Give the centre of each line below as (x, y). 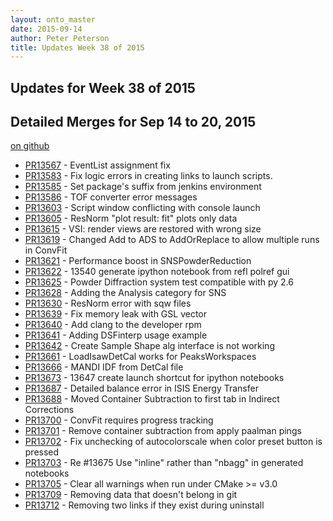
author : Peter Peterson (60, 38)
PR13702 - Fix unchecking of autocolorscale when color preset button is (173, 442)
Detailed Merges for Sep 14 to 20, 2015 (133, 122)
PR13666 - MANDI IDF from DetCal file (104, 367)
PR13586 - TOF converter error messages (111, 197)
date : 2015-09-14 (46, 29)
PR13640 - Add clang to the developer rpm (113, 325)
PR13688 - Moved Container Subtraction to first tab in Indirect (152, 399)
